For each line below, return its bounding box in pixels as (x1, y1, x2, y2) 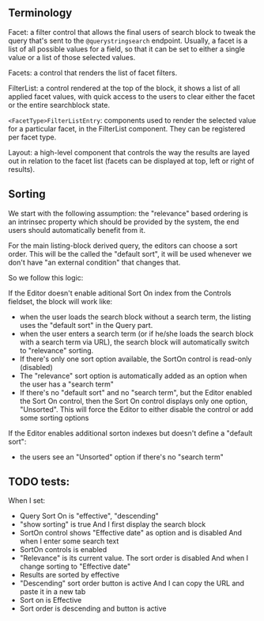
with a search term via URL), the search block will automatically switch (19, 337, 250, 347)
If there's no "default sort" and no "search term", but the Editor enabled (19, 387, 253, 397)
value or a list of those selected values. (8, 52, 136, 62)
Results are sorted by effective (19, 570, 120, 580)
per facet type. (8, 132, 57, 142)
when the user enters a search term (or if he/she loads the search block (19, 329, 255, 338)
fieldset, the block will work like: (8, 296, 113, 306)
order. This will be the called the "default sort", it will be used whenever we (8, 249, 252, 258)
